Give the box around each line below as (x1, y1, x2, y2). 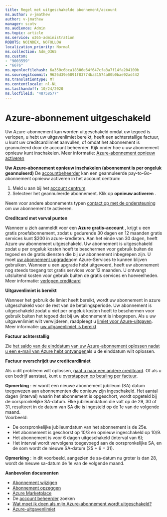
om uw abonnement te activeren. (5, 206, 73, 212)
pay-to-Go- (128, 170, 152, 176)
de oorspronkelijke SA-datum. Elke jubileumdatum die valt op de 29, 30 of (5, 399, 157, 405)
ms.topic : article (5, 30, 43, 35)
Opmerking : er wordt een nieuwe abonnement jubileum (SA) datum (5, 383, 146, 389)
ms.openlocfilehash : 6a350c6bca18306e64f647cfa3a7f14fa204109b (5, 68, 140, 73)
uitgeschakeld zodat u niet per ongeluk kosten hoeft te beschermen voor (5, 308, 155, 314)
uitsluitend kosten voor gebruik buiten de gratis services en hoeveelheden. (5, 272, 159, 278)
